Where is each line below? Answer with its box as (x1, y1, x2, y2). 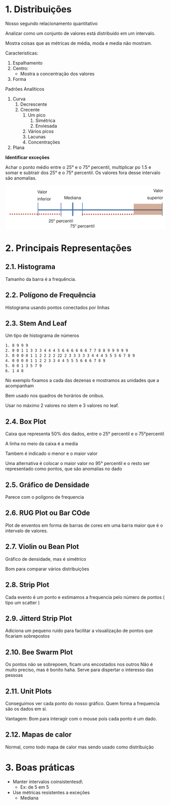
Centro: (12, 65, 29, 71)
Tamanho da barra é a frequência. (5, 276, 77, 282)
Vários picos (27, 128, 54, 134)
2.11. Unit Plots (5, 687, 52, 696)
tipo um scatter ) (5, 599, 40, 606)
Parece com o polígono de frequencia (5, 494, 84, 500)
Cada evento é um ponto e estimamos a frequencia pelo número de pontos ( (5, 594, 165, 600)
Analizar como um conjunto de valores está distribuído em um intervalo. (5, 30, 156, 36)
